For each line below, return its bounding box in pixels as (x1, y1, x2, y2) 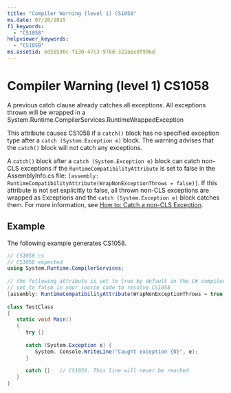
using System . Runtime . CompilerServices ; (7, 265, 125, 272)
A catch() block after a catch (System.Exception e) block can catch (7, 156, 201, 165)
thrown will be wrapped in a (7, 108, 86, 116)
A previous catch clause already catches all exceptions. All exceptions (7, 100, 206, 109)
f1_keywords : (7, 23, 45, 30)
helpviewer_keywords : (7, 36, 69, 43)
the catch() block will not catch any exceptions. (7, 143, 143, 151)
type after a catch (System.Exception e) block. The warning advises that (7, 136, 214, 145)
